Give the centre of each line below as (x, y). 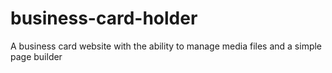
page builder (36, 56)
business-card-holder (104, 18)
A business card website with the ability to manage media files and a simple (166, 46)
